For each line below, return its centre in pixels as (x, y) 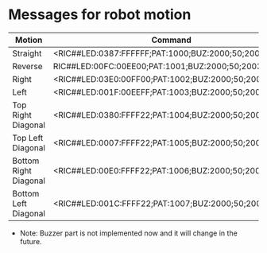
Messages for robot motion (100, 15)
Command (172, 40)
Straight (27, 53)
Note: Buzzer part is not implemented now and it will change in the (129, 233)
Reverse (27, 66)
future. (31, 241)
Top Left (28, 138)
